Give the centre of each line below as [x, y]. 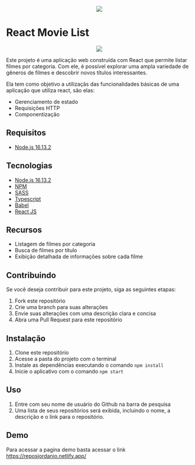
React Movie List [48, 33]
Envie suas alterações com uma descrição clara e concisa [85, 314]
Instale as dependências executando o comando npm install [89, 365]
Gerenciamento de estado [46, 102]
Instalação [26, 338]
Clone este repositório [42, 352]
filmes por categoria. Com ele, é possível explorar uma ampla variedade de [97, 66]
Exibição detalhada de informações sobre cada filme [79, 256]
